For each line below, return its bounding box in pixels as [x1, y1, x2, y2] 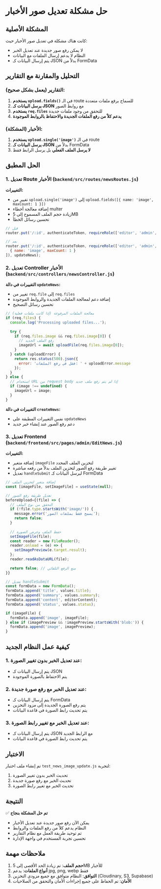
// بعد [5, 239, 17, 244]
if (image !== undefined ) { [10, 384, 68, 389]
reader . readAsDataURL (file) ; [10, 557, 69, 562]
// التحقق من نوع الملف [10, 502, 53, 507]
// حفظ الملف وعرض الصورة [10, 529, 62, 534]
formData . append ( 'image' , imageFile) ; [10, 615, 90, 620]
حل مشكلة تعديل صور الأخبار [5, 5, 108, 17]
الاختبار [5, 750, 24, 758]
